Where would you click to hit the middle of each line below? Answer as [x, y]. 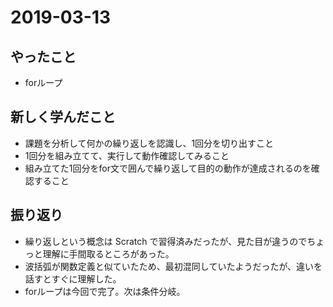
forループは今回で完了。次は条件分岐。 [105, 291]
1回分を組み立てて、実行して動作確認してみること [127, 155]
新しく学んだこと [63, 117]
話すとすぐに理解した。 [73, 278]
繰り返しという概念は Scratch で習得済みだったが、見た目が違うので [166, 241]
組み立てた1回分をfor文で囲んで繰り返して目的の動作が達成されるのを [168, 168]
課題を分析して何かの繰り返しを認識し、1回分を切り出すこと [149, 143]
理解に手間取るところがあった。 [108, 253]
